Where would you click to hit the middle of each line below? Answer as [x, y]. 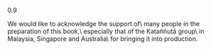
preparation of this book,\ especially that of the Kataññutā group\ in [106, 31]
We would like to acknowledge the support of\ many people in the [104, 24]
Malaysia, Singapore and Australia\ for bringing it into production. [103, 39]
